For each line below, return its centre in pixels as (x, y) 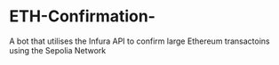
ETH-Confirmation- (82, 16)
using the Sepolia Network (58, 50)
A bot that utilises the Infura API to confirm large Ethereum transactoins (139, 41)
